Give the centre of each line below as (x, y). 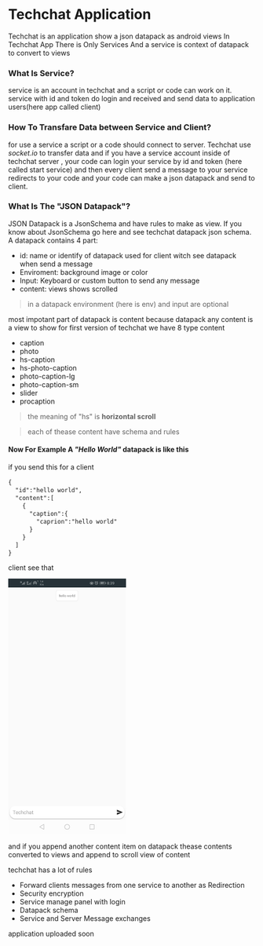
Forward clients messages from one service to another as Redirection (132, 886)
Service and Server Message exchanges (85, 919)
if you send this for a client (51, 467)
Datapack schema (49, 910)
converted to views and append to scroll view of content (99, 855)
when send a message (56, 264)
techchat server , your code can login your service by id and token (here (125, 161)
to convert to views (39, 53)
